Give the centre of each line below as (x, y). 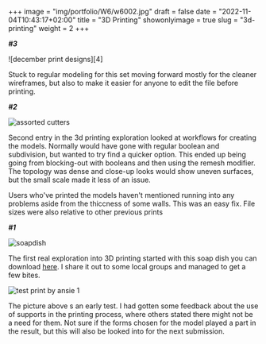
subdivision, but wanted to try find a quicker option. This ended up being (127, 155)
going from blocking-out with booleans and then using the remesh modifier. (132, 163)
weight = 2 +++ (64, 28)
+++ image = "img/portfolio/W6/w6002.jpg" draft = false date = (112, 12)
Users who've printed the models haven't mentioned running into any (121, 195)
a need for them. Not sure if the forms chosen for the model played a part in (132, 323)
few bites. (25, 275)
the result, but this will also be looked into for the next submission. (116, 331)
